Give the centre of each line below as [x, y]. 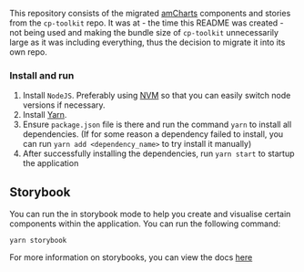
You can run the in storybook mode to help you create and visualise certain [150, 214]
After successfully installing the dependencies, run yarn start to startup [158, 153]
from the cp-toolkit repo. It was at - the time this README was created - [147, 23]
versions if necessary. [64, 105]
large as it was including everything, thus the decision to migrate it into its [147, 42]
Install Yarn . [45, 115]
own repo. [29, 52]
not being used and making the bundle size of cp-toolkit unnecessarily [144, 32]
